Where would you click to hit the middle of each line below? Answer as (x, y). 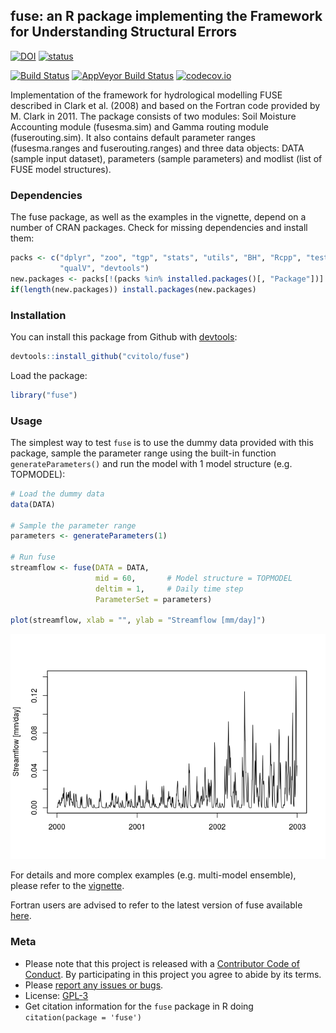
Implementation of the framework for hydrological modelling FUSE (146, 95)
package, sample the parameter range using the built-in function (143, 453)
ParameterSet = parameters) (154, 599)
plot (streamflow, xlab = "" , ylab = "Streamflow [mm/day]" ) (138, 620)
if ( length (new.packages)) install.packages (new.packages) (133, 289)
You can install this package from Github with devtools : (124, 336)
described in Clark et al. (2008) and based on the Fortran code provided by (165, 105)
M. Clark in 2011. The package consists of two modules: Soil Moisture (153, 116)
